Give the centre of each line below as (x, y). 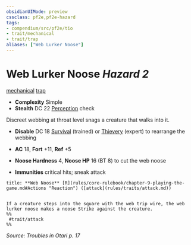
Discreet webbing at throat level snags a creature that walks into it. (88, 120)
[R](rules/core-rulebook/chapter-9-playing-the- (123, 183)
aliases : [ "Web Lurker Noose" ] (45, 45)
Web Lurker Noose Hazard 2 (78, 74)
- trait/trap (22, 39)
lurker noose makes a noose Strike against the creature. (79, 209)
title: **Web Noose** (33, 183)
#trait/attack (26, 219)
